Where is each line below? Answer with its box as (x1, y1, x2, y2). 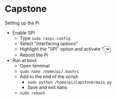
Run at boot (12, 57, 37, 63)
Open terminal (19, 62, 50, 69)
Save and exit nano (27, 84, 68, 90)
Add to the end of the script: (19, 73, 79, 79)
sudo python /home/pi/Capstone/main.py (27, 80, 112, 85)
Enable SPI (12, 29, 35, 36)
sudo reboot (19, 90, 45, 95)
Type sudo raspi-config (19, 35, 71, 41)
